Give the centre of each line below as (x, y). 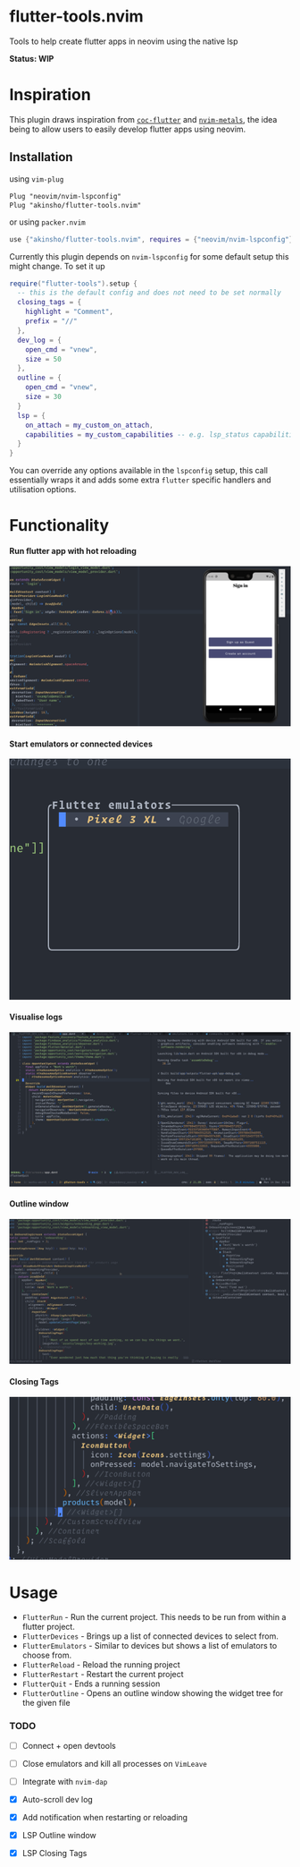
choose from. (47, 1655)
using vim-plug (37, 179)
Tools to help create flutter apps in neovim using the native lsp (124, 41)
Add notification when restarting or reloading (105, 1818)
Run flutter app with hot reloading (73, 550)
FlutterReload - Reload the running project (101, 1665)
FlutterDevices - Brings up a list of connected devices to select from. (150, 1636)
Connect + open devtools (69, 1745)
